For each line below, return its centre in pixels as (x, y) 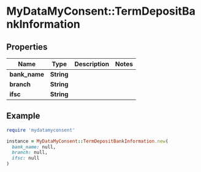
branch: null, (30, 152)
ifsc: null (26, 158)
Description (92, 64)
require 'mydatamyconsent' (41, 130)
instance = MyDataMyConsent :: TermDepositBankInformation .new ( (87, 141)
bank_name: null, (34, 147)
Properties (27, 47)
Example (23, 116)
